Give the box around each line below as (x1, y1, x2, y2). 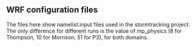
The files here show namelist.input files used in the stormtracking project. (6, 20, 191, 28)
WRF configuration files (6, 5, 98, 15)
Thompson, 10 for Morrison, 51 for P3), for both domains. (6, 33, 149, 41)
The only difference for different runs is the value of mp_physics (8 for (6, 27, 182, 34)
